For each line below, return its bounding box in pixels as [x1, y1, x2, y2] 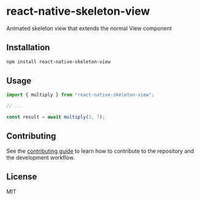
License [6, 172, 37, 182]
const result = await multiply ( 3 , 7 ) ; [6, 114, 105, 120]
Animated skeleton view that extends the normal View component [6, 25, 172, 32]
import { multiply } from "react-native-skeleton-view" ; [6, 92, 155, 98]
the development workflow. [6, 153, 75, 161]
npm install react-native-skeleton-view [6, 58, 111, 65]
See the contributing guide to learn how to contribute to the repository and [6, 147, 194, 155]
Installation [6, 42, 50, 53]
